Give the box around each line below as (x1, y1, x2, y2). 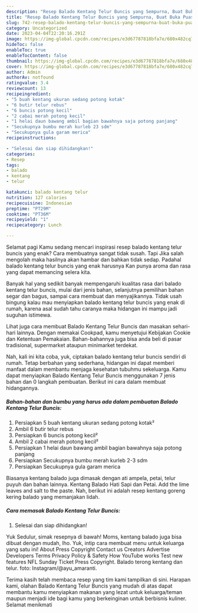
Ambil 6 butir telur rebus (14, 425, 74, 432)
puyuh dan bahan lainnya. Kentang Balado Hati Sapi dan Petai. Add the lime (6, 481, 190, 488)
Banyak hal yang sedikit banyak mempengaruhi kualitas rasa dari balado (6, 280, 181, 287)
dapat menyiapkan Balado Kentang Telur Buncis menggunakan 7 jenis (6, 372, 176, 379)
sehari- (172, 323, 190, 330)
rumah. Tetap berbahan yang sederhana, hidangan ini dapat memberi (6, 360, 175, 366)
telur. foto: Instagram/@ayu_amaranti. (6, 565, 97, 572)
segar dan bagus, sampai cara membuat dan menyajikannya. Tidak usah (6, 293, 182, 299)
